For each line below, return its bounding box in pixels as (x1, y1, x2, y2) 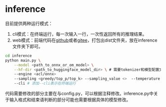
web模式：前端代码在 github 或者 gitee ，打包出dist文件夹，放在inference (12, 37, 158, 43)
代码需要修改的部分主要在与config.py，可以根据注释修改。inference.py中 (5, 91, 154, 97)
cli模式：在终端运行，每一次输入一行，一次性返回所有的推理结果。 (12, 31, 147, 37)
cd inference (5, 53, 32, 58)
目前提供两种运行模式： (5, 20, 53, 26)
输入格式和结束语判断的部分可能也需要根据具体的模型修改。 (9, 97, 131, 103)
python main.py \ (5, 58, 41, 63)
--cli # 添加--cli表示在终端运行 (14, 81, 76, 86)
